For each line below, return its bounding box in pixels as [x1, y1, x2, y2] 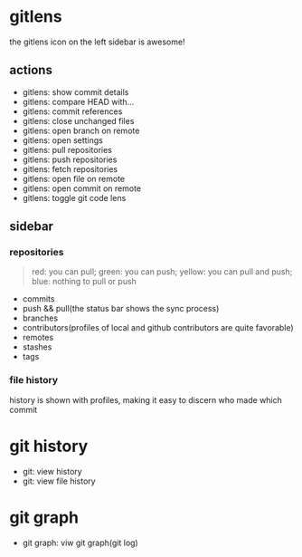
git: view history [22, 466, 83, 476]
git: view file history [22, 475, 97, 486]
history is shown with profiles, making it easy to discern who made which [9, 394, 283, 405]
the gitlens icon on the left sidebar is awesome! [9, 36, 185, 47]
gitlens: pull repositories [22, 144, 113, 155]
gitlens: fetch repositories [22, 163, 118, 174]
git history [9, 436, 89, 456]
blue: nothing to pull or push [31, 276, 137, 287]
